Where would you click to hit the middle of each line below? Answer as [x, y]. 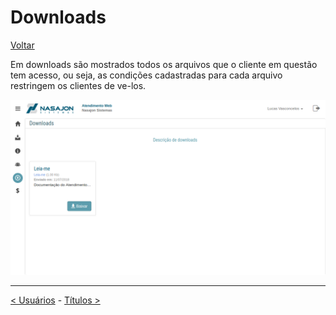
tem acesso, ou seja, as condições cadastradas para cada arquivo [146, 75]
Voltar [22, 45]
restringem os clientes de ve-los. [78, 85]
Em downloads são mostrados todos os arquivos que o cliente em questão [164, 64]
